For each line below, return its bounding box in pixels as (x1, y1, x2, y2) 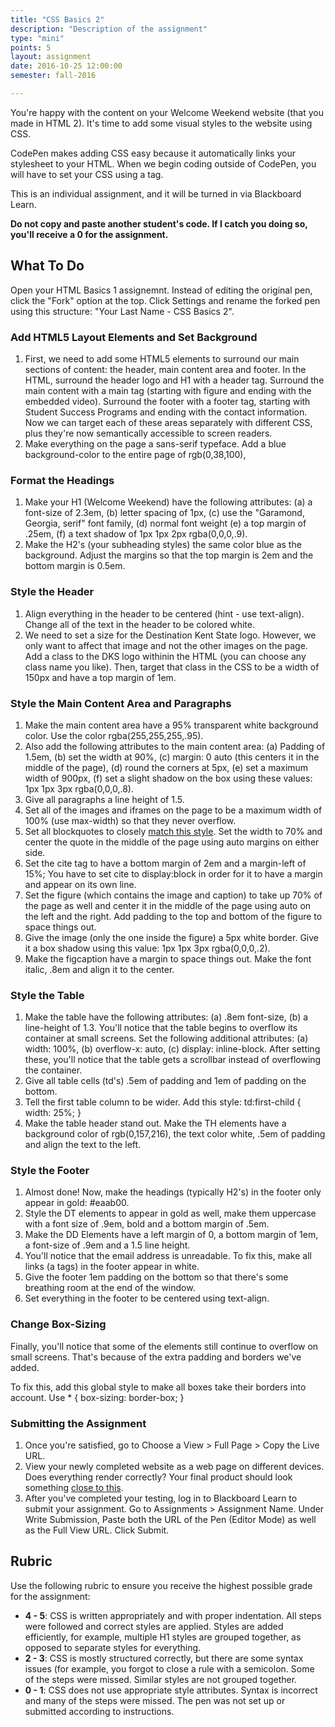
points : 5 (10, 42, 52, 53)
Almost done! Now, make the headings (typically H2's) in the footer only (24, 1186, 322, 1198)
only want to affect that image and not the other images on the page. (24, 639, 308, 651)
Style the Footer (10, 1164, 90, 1178)
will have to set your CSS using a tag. (10, 168, 164, 180)
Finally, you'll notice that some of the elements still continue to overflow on (10, 1340, 319, 1352)
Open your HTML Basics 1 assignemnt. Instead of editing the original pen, (10, 284, 313, 296)
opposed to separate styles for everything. (24, 1641, 202, 1653)
